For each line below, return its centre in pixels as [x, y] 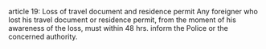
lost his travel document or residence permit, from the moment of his [123, 20]
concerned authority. [43, 36]
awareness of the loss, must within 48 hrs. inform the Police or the [119, 28]
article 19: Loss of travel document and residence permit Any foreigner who [133, 11]
